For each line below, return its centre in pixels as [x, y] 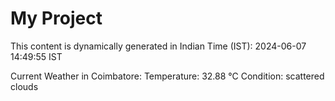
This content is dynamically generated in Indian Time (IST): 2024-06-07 [158, 46]
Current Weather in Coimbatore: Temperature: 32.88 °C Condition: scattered [167, 76]
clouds [24, 86]
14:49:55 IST [36, 56]
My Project [56, 18]
